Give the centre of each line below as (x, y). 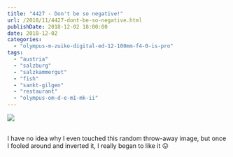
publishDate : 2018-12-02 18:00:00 (58, 27)
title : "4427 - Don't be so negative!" (65, 14)
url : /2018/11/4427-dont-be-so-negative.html (75, 20)
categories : (24, 40)
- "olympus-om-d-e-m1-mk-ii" (56, 98)
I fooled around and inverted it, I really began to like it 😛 (88, 146)
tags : (15, 53)
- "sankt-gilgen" (39, 85)
